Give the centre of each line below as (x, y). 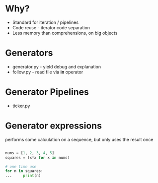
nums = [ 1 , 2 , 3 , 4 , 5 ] (30, 153)
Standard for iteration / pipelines (45, 22)
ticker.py (21, 106)
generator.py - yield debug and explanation (57, 66)
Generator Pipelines (47, 92)
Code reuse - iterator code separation (51, 27)
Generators (29, 53)
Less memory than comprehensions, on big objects (65, 33)
